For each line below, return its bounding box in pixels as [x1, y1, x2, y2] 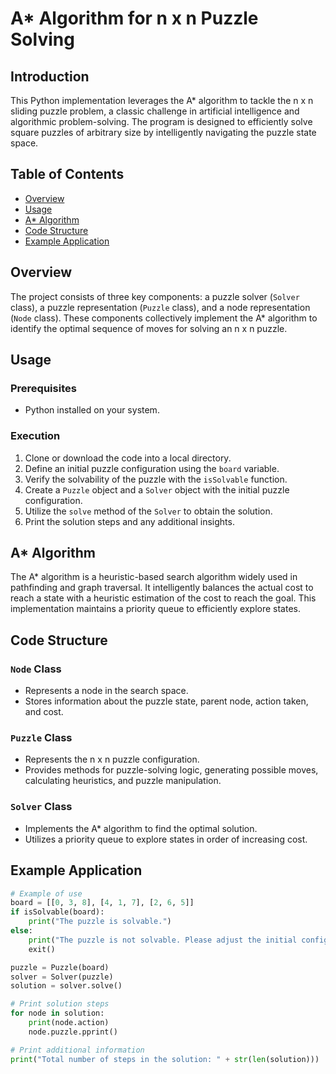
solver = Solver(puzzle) [10, 972, 114, 982]
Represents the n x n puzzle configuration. [24, 753, 200, 766]
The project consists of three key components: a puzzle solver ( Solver [10, 290, 300, 302]
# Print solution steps [10, 999, 110, 1009]
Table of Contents [10, 166, 125, 183]
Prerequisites [10, 381, 77, 395]
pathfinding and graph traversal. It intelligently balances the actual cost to [10, 582, 314, 594]
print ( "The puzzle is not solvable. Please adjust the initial [28, 935, 298, 945]
